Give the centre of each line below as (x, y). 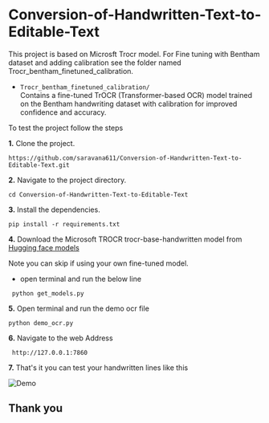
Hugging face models (44, 247)
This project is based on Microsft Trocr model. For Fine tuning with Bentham (134, 54)
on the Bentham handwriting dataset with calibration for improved (128, 104)
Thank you (35, 408)
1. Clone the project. (42, 143)
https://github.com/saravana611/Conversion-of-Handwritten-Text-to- (125, 158)
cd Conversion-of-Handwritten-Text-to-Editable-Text (98, 194)
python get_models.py (48, 293)
